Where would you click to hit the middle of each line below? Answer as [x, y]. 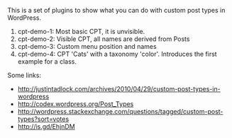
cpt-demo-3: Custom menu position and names [87, 46]
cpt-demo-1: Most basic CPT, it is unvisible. [81, 31]
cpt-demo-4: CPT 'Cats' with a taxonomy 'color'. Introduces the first [117, 54]
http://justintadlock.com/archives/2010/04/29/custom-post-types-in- [119, 89]
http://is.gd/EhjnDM [46, 126]
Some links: [24, 75]
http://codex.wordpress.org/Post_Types [76, 104]
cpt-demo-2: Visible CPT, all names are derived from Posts [104, 39]
